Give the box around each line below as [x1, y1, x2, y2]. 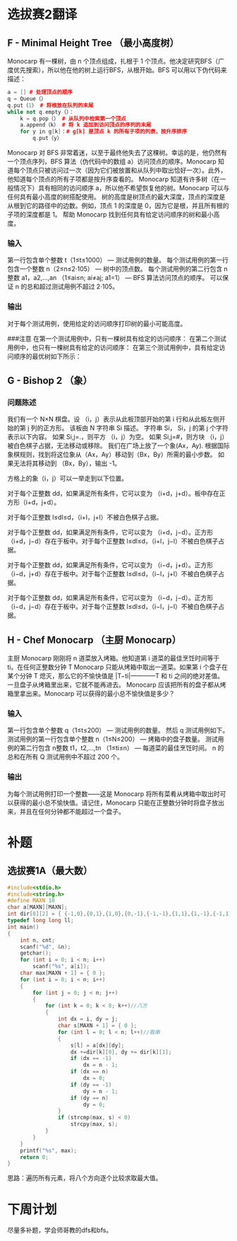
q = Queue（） [7, 95, 47, 103]
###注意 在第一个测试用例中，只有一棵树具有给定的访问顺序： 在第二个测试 [7, 334, 227, 343]
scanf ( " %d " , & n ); [20, 943, 71, 950]
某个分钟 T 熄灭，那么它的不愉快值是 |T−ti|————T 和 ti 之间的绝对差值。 [7, 672, 224, 680]
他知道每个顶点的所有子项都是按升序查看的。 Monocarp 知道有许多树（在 [7, 175, 220, 183]
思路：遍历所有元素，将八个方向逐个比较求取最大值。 [7, 1174, 162, 1182]
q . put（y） [32, 135, 63, 142]
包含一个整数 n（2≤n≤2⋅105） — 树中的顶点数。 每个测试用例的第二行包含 [7, 264, 223, 273]
